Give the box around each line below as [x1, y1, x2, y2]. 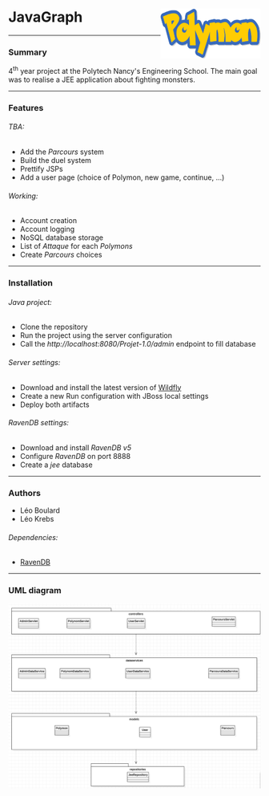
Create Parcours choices [19, 250, 102, 260]
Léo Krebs [19, 514, 54, 524]
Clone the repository [19, 322, 88, 332]
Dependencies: [8, 532, 58, 542]
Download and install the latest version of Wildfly [19, 382, 182, 392]
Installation [8, 278, 54, 289]
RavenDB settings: [8, 418, 70, 428]
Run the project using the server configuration [19, 331, 173, 340]
